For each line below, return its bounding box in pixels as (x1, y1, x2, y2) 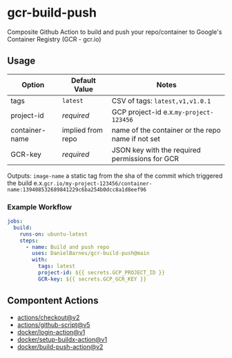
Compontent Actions (7, 295, 99, 307)
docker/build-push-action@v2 (17, 342, 104, 350)
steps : (19, 237, 39, 244)
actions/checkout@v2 (17, 313, 80, 321)
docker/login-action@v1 (17, 328, 86, 336)
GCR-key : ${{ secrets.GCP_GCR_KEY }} (37, 275, 147, 283)
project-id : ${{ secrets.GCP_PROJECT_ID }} (37, 270, 166, 276)
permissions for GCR (111, 153, 180, 163)
